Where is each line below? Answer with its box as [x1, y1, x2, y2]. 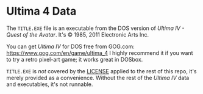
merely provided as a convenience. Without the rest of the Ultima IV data [6, 74, 190, 81]
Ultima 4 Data [6, 4, 77, 18]
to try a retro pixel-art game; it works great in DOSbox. [6, 56, 143, 63]
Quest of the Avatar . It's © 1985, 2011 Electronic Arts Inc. [6, 31, 149, 38]
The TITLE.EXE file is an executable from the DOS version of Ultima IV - [6, 24, 185, 32]
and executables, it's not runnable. [6, 81, 93, 88]
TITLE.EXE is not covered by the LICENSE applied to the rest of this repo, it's [6, 67, 197, 74]
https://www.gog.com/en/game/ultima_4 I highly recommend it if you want [6, 49, 193, 56]
